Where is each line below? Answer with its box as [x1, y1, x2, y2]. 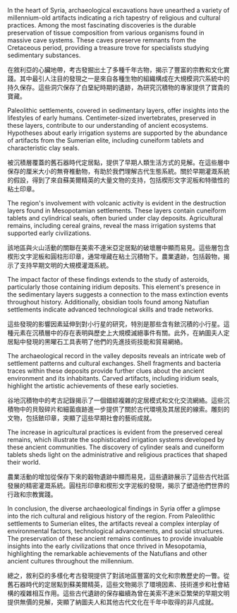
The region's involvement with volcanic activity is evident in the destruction [7, 199, 226, 207]
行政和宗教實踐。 [7, 490, 57, 499]
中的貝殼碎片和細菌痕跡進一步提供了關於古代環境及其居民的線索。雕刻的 [19, 405, 230, 413]
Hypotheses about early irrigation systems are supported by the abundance [7, 129, 228, 137]
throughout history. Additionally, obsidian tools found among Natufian [7, 298, 209, 306]
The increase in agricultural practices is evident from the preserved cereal [7, 428, 223, 436]
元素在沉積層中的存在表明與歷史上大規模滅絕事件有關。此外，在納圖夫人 [13, 328, 224, 337]
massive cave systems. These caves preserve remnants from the [7, 36, 197, 44]
